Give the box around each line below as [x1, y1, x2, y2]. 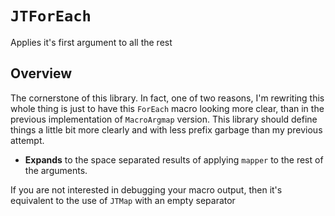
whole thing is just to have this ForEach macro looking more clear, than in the [10, 102, 325, 114]
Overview [10, 65, 73, 82]
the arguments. [24, 164, 88, 176]
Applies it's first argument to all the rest [10, 36, 173, 48]
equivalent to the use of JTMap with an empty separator [10, 194, 236, 206]
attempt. [10, 134, 45, 146]
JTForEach [10, 7, 92, 26]
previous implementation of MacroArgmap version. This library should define [10, 113, 318, 125]
